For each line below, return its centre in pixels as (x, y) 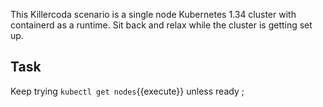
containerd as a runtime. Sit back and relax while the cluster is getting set (161, 25)
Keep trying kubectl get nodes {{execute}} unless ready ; (127, 91)
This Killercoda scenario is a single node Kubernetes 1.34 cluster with (153, 14)
